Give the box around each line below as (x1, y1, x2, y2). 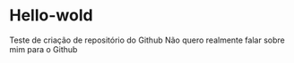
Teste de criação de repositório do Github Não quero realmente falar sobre (9, 35, 285, 45)
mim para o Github (9, 43, 78, 54)
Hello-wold (9, 5, 93, 26)
